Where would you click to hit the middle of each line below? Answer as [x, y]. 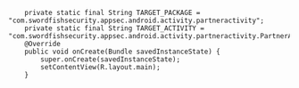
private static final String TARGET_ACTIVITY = [114, 28]
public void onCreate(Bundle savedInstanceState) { [122, 52]
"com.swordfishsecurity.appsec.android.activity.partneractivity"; [137, 20]
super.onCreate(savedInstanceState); [110, 60]
